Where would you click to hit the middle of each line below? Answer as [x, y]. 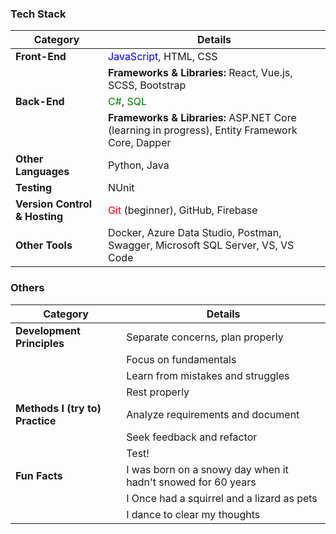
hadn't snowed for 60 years [191, 482]
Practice [36, 420]
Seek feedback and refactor [192, 437]
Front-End [41, 57]
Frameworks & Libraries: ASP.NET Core [202, 118]
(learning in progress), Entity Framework [203, 130]
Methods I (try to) [58, 408]
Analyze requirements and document [213, 414]
